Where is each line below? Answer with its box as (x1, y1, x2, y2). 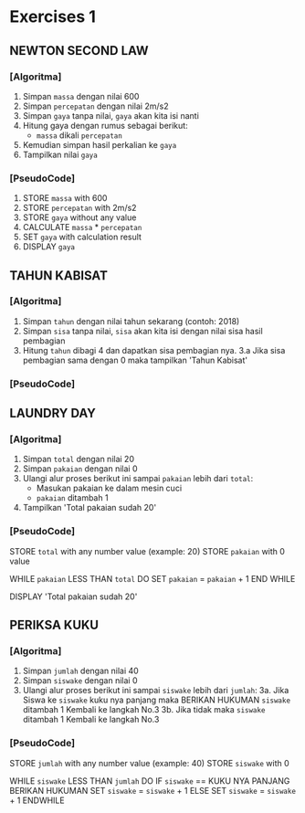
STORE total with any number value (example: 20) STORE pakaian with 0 (9, 545, 286, 556)
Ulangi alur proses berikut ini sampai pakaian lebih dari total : (22, 473, 254, 484)
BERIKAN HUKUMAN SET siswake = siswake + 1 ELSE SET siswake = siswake (9, 785, 297, 796)
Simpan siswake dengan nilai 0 (22, 675, 139, 686)
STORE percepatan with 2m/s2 (22, 203, 137, 214)
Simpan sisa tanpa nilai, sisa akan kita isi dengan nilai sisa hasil (22, 325, 263, 336)
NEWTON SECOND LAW (9, 43, 149, 58)
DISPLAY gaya (22, 241, 76, 252)
